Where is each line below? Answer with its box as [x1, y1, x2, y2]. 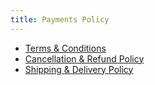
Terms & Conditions [24, 42, 107, 54]
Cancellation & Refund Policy [24, 52, 145, 65]
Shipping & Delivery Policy [24, 63, 134, 75]
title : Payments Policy [10, 14, 110, 25]
